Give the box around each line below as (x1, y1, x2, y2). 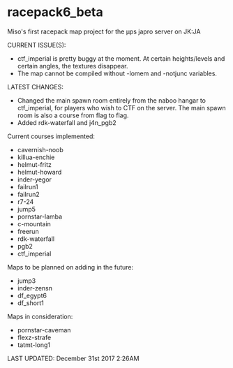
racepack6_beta (7, 4, 103, 20)
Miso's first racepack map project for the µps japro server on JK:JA (7, 27, 201, 36)
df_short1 (17, 298, 44, 307)
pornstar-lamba (17, 212, 63, 221)
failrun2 (17, 190, 40, 198)
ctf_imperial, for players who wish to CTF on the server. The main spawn (17, 103, 226, 112)
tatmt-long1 (17, 340, 51, 349)
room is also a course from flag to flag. (17, 111, 129, 119)
